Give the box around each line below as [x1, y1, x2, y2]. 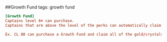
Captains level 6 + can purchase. [5, 18, 75, 23]
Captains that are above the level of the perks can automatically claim [5, 23, 162, 28]
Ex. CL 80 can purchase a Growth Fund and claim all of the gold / [5, 32, 146, 37]
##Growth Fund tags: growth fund [5, 4, 75, 10]
